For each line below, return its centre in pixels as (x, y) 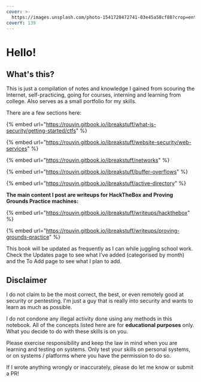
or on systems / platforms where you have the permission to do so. (89, 356)
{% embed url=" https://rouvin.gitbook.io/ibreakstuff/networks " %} (88, 160)
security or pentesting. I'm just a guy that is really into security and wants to (100, 301)
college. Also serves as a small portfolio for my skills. (71, 101)
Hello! (21, 52)
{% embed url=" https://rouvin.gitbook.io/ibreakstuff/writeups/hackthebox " (98, 213)
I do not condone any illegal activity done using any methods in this (89, 319)
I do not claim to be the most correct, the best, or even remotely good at (95, 295)
